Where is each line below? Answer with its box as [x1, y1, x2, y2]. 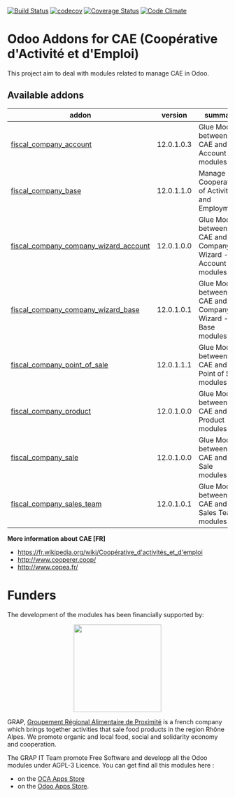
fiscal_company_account [10, 139, 92, 149]
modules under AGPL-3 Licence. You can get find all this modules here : [7, 761, 215, 769]
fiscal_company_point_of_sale [10, 360, 108, 369]
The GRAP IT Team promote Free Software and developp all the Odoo [7, 753, 208, 762]
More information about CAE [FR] [7, 534, 106, 542]
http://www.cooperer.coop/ [17, 555, 97, 563]
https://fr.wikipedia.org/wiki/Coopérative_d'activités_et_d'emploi [17, 548, 203, 556]
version [161, 110, 187, 120]
